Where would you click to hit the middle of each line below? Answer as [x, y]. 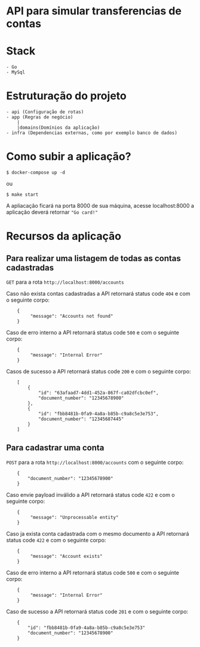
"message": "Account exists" [66, 556]
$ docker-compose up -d [36, 172]
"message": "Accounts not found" [72, 316]
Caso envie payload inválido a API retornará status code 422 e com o [90, 494]
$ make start [22, 195]
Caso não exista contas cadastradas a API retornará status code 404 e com [98, 294]
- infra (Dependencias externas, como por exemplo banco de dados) [92, 133]
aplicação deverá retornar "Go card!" [52, 212]
